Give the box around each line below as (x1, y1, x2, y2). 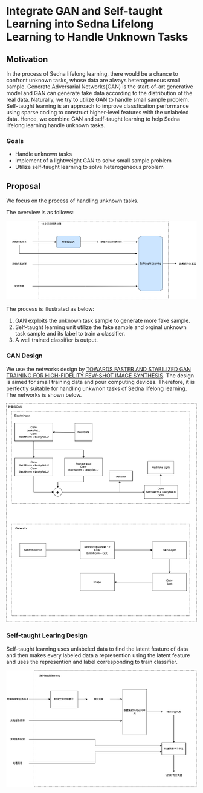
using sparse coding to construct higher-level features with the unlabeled (6, 109, 189, 116)
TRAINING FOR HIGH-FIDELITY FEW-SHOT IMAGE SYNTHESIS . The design (6, 371, 195, 379)
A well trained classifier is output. (14, 336, 98, 343)
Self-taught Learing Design (6, 631, 88, 640)
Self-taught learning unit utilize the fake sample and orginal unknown (14, 324, 187, 331)
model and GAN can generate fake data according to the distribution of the (6, 90, 193, 96)
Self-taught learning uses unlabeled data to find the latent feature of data (6, 645, 188, 652)
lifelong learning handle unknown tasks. (6, 122, 106, 128)
